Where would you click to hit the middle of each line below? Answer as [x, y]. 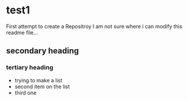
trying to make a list [38, 80]
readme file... [22, 32]
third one [26, 93]
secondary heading [43, 51]
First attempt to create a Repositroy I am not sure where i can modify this [94, 26]
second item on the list [42, 86]
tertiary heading [30, 68]
